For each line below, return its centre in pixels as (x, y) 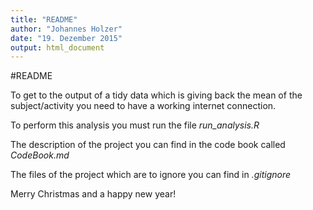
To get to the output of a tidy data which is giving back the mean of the (156, 95)
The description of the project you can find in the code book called (148, 145)
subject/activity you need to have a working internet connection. (143, 106)
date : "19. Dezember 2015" (66, 38)
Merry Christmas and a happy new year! (93, 194)
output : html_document (57, 47)
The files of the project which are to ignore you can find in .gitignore (151, 175)
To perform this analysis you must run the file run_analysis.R (135, 125)
